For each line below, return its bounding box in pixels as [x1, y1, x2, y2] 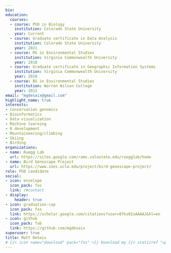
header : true [14, 197, 42, 202]
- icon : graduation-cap [5, 202, 56, 207]
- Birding [5, 140, 26, 145]
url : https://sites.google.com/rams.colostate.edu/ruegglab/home [10, 155, 152, 160]
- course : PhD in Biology [10, 21, 65, 27]
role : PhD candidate [5, 169, 49, 174]
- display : [5, 192, 28, 197]
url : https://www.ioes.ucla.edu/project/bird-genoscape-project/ [10, 164, 152, 169]
